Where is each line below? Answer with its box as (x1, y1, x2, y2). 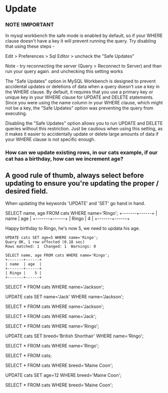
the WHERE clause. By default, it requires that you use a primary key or (5, 89, 153, 95)
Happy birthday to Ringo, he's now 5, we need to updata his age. (5, 225, 140, 231)
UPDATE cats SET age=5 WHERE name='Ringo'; (5, 235, 99, 241)
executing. (5, 110, 27, 116)
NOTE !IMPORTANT (5, 21, 54, 28)
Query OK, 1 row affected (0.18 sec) (5, 240, 85, 245)
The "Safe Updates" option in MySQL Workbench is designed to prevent (5, 78, 156, 84)
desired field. (5, 187, 48, 195)
